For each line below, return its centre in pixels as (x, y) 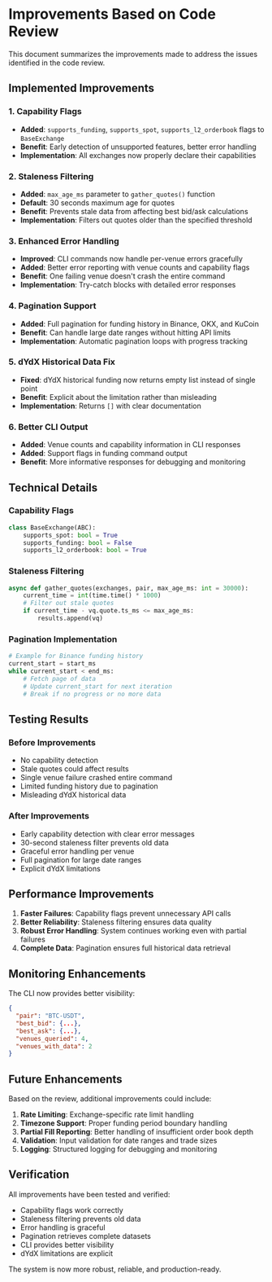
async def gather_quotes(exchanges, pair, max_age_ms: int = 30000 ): (129, 588)
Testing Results (49, 719)
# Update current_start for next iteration (98, 686)
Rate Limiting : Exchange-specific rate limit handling (107, 1115)
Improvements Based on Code (112, 14)
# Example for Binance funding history (76, 656)
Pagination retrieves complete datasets (86, 1236)
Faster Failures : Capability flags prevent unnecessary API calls (125, 914)
